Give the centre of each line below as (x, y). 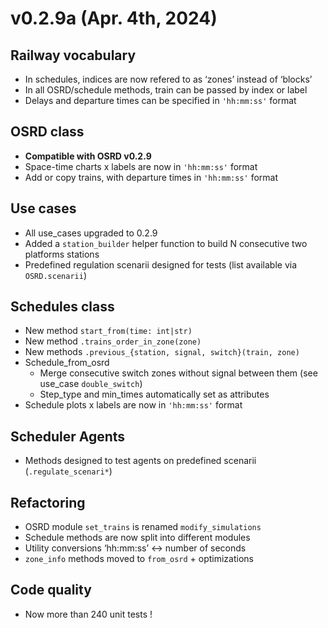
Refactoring (48, 502)
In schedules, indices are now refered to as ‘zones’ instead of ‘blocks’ (168, 79)
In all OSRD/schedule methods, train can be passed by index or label (166, 90)
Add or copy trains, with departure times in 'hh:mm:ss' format (151, 177)
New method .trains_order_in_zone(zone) (113, 341)
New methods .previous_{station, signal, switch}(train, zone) (162, 352)
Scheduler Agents (68, 436)
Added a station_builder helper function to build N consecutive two (166, 243)
